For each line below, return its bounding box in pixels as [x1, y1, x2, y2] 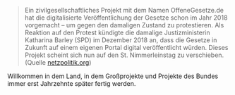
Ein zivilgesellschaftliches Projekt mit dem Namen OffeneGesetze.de [24, 6, 224, 14]
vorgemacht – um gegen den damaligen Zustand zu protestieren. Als [24, 21, 224, 29]
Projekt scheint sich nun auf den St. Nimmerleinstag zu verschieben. [24, 51, 224, 59]
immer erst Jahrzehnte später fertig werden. [7, 80, 136, 87]
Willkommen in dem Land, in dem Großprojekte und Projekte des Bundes [7, 72, 219, 80]
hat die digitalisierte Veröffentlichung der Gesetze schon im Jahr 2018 [24, 13, 228, 22]
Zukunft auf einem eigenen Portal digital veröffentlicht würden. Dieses [24, 44, 229, 51]
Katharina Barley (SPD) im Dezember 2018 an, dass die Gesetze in [24, 36, 217, 44]
